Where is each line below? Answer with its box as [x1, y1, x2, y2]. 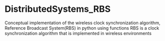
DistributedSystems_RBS [4, 3, 111, 15]
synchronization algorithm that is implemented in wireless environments [4, 30, 152, 36]
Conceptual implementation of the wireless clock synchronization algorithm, [4, 20, 161, 26]
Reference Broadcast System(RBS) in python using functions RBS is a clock [4, 25, 160, 31]
